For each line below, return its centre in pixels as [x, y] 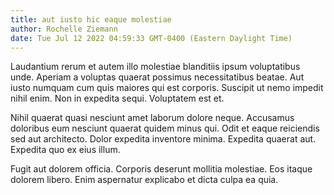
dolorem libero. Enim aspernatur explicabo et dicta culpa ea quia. [144, 180]
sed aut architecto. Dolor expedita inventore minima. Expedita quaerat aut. [163, 139]
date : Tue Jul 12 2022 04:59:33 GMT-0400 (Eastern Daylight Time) [151, 38]
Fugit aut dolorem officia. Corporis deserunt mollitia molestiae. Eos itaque [161, 169]
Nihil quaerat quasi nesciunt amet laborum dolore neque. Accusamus [152, 118]
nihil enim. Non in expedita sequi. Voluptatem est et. [117, 98]
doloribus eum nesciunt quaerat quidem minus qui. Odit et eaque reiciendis [165, 128]
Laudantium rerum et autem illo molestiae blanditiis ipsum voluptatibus [155, 67]
